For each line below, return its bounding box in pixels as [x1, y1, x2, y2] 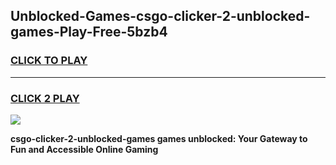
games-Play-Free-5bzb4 [10, 24, 168, 41]
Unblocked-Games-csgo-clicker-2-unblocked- [10, 8, 311, 25]
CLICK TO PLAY [10, 54, 88, 68]
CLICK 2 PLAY [10, 91, 80, 105]
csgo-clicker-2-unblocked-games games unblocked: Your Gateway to [10, 132, 308, 144]
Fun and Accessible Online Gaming [10, 143, 159, 155]
